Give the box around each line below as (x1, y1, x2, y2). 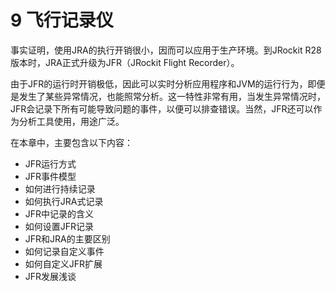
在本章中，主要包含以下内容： (10, 136, 133, 148)
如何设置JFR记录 (24, 220, 95, 232)
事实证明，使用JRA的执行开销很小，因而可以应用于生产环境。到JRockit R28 (10, 44, 322, 56)
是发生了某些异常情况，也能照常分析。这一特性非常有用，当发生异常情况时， (10, 90, 326, 102)
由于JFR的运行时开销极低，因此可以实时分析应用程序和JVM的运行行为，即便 (10, 77, 326, 90)
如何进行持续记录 (24, 182, 96, 195)
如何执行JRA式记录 (24, 195, 104, 207)
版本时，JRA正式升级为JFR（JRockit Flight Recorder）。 (10, 56, 240, 68)
